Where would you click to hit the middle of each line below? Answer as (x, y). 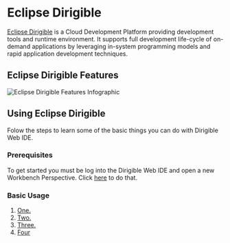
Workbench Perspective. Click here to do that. (72, 178)
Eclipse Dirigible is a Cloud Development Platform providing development (111, 32)
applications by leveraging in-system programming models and (121, 46)
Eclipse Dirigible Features (63, 75)
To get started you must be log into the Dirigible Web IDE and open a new (111, 170)
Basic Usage (28, 196)
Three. (26, 225)
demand (19, 46)
